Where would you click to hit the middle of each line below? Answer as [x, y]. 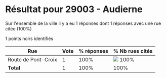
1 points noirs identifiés [29, 38]
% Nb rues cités [133, 51]
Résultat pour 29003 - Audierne [74, 9]
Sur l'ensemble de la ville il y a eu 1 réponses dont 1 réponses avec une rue [83, 23]
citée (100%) [18, 28]
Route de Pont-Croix [32, 59]
